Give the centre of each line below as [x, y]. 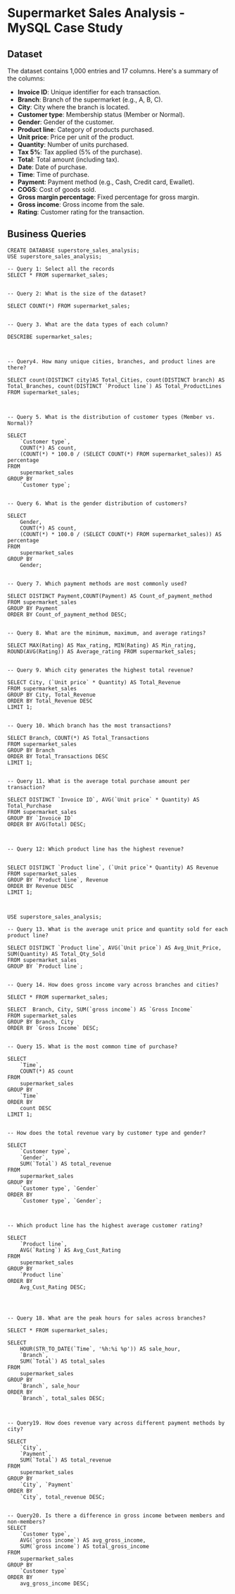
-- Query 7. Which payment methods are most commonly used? [97, 583]
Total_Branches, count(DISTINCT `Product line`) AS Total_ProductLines [114, 386]
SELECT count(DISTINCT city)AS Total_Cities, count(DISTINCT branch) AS [116, 380]
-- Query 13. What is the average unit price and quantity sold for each [118, 929]
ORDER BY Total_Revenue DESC [50, 701]
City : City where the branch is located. [74, 107]
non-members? [26, 1521]
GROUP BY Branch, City [40, 1022]
